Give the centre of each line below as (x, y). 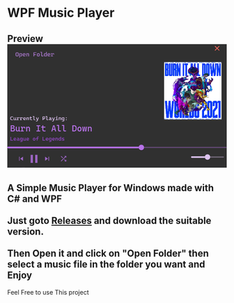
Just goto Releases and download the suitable (109, 221)
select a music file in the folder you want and (106, 264)
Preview (25, 39)
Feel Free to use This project (48, 292)
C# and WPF (35, 199)
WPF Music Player (61, 13)
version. (25, 232)
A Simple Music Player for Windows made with (111, 188)
